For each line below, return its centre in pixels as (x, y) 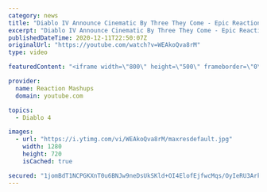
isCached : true (48, 161)
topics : (21, 110)
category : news (33, 15)
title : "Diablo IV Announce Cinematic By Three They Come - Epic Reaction (135, 23)
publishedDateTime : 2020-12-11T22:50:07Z (78, 38)
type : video (28, 52)
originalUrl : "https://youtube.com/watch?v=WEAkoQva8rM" (104, 45)
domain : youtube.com (49, 96)
